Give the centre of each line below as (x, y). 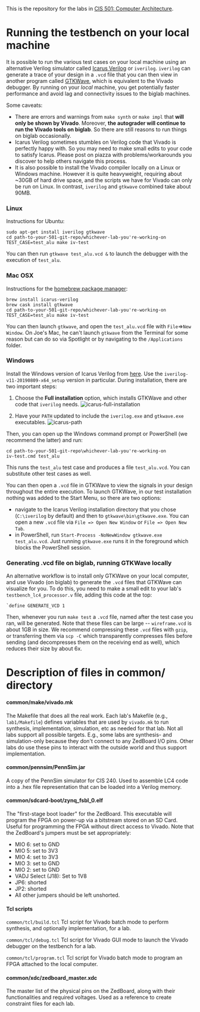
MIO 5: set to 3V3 (36, 850)
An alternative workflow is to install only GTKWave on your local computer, (98, 576)
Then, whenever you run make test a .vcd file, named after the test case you (100, 617)
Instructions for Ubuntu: (35, 221)
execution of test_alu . (34, 260)
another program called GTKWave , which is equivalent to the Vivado (90, 81)
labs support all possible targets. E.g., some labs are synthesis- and (89, 735)
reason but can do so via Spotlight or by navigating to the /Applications (95, 339)
